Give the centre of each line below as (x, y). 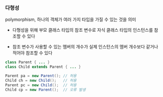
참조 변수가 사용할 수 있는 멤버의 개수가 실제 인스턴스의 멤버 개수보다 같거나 (85, 47)
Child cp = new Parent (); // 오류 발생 (45, 90)
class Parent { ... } (28, 62)
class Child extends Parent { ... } (43, 67)
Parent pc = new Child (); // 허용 (41, 85)
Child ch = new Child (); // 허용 (41, 80)
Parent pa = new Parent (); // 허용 (41, 76)
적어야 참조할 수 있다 (32, 53)
